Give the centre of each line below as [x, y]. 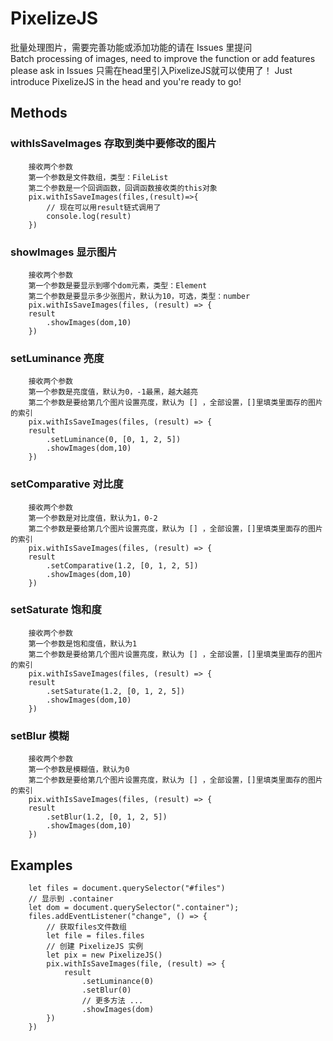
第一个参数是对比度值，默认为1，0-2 [93, 518]
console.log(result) [89, 216]
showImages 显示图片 [64, 252]
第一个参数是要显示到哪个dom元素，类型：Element [118, 285]
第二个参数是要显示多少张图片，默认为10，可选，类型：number [139, 296]
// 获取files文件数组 [86, 927]
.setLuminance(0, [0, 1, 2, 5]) [114, 440]
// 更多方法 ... [112, 1000]
